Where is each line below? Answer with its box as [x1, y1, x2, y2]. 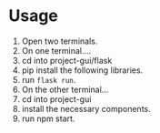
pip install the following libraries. [21, 65, 144, 76]
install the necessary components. [21, 103, 151, 114]
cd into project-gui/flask [21, 55, 113, 66]
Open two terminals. [21, 36, 98, 46]
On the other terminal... [21, 84, 109, 95]
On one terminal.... [21, 45, 92, 56]
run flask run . [21, 74, 76, 85]
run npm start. [21, 113, 75, 124]
